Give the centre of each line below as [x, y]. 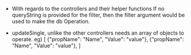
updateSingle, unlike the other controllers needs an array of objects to [98, 33]
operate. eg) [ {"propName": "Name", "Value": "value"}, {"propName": [98, 39]
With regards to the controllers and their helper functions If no [88, 9]
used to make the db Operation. [51, 21]
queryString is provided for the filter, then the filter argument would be [98, 15]
